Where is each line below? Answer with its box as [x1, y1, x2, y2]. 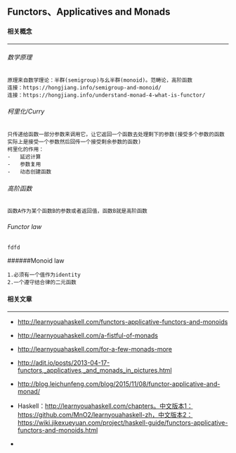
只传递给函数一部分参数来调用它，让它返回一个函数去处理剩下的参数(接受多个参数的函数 [7, 131, 225, 138]
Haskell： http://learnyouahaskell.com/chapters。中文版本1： [17, 402, 193, 410]
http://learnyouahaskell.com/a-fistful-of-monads [17, 331, 158, 340]
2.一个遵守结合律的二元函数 [7, 279, 77, 286]
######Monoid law [7, 256, 65, 265]
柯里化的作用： [7, 146, 44, 153]
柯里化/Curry [7, 107, 45, 116]
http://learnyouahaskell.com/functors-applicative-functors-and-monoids [17, 317, 228, 325]
